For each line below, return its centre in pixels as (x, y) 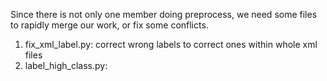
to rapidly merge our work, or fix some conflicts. (109, 25)
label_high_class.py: (66, 65)
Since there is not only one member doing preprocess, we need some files (164, 14)
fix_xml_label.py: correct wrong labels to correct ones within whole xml (171, 44)
